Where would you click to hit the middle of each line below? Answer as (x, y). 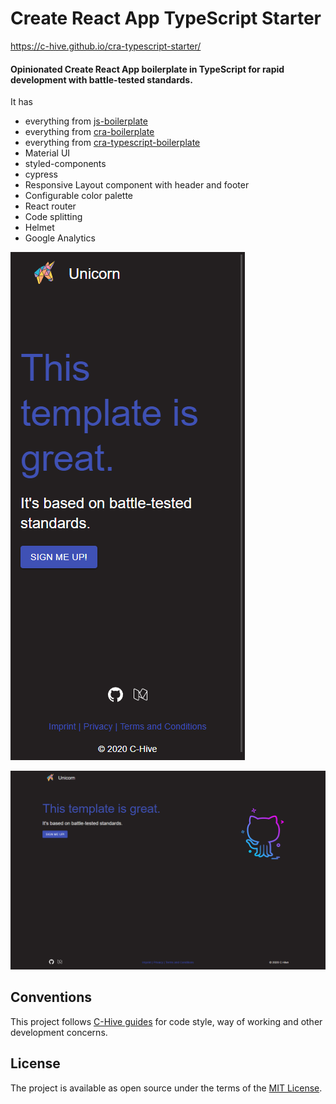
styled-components (65, 164)
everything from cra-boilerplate (89, 132)
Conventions (51, 997)
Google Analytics (60, 238)
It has (22, 102)
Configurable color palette (79, 196)
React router (50, 206)
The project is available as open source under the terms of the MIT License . (166, 1088)
